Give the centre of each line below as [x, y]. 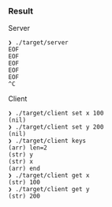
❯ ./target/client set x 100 [56, 113]
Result [21, 11]
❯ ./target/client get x [49, 175]
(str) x [21, 162]
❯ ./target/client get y [49, 190]
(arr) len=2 [28, 148]
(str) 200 [24, 196]
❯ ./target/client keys [47, 141]
